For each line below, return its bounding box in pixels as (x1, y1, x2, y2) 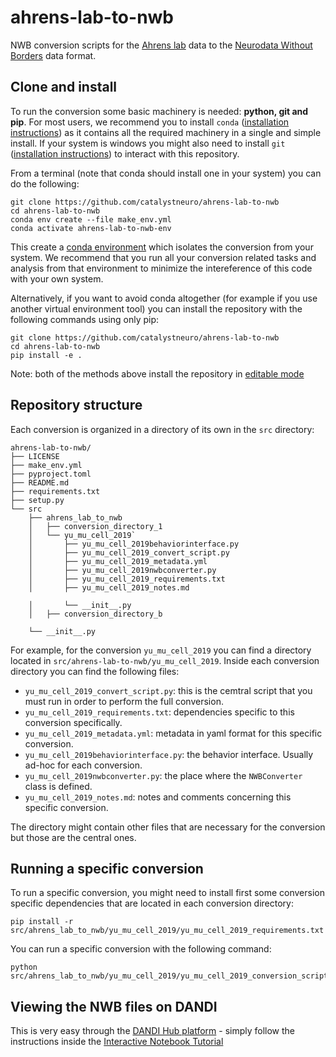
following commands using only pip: (10, 313, 160, 325)
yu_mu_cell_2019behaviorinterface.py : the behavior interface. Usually (24, 748, 314, 760)
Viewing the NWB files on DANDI (10, 998, 218, 1015)
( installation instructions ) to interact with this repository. (10, 147, 240, 160)
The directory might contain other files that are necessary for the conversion (10, 821, 326, 833)
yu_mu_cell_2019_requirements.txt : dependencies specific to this (24, 706, 295, 718)
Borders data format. (10, 49, 97, 61)
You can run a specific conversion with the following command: (10, 943, 272, 955)
